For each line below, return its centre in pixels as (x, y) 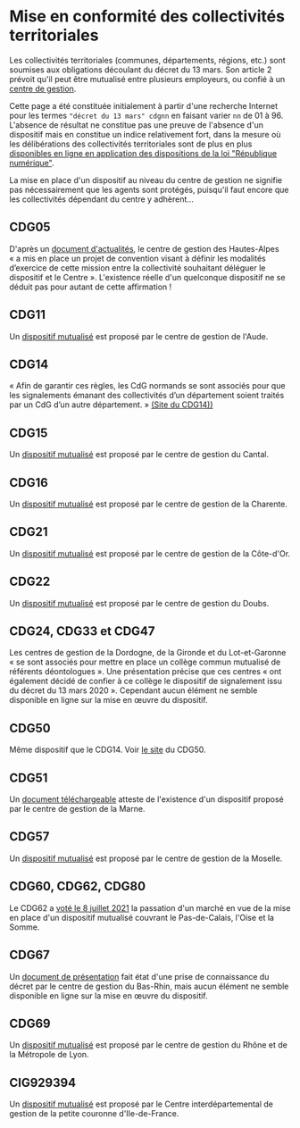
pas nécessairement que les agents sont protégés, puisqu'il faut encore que (149, 189)
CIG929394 (43, 1082)
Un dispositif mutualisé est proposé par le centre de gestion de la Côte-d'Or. (150, 553)
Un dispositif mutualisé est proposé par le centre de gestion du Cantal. (139, 455)
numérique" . (32, 163)
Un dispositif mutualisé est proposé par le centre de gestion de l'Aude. (139, 336)
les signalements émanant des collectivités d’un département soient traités (147, 396)
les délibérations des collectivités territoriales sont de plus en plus (131, 144)
